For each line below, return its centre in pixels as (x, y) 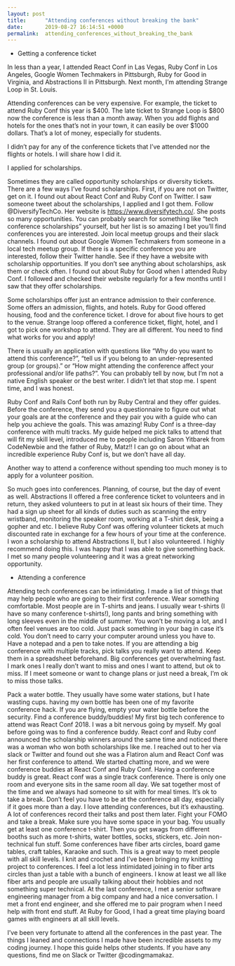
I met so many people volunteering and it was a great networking (101, 556)
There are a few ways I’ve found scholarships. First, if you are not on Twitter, (118, 189)
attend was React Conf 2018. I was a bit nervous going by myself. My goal (114, 724)
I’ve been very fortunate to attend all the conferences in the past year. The (115, 933)
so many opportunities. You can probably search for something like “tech (113, 219)
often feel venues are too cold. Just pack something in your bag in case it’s (116, 629)
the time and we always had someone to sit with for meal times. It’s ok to (112, 792)
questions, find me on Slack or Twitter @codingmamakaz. (90, 955)
